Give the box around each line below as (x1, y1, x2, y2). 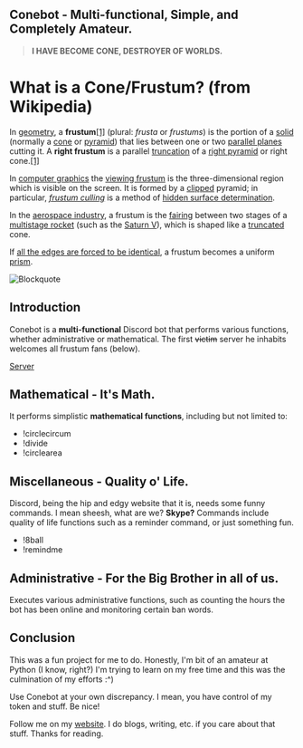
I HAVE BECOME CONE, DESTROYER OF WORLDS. (31, 45, 223, 56)
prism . (9, 255, 33, 266)
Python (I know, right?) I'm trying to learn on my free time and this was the (9, 664, 286, 675)
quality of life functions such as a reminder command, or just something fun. (9, 517, 294, 528)
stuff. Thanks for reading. (9, 728, 104, 739)
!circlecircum (22, 428, 71, 439)
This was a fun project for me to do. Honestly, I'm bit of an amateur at (9, 654, 269, 665)
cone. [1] (9, 155, 40, 166)
